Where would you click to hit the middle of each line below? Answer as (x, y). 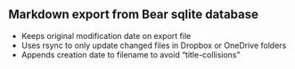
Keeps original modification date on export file (106, 35)
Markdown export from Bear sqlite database (134, 15)
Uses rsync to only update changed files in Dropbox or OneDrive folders (154, 45)
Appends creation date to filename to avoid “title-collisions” (131, 54)
